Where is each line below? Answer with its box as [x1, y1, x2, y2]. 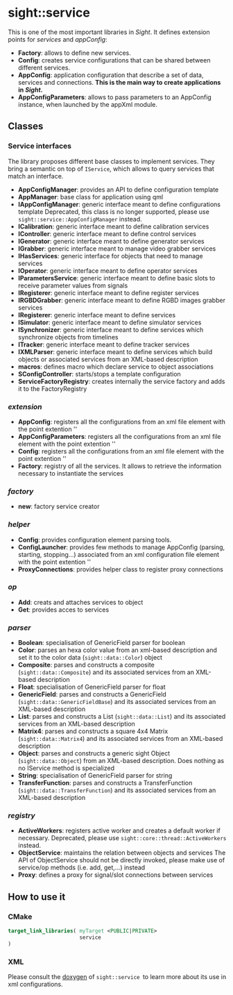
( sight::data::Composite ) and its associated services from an [17, 668, 195, 676]
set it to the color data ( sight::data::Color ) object [17, 653, 162, 662]
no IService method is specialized [17, 764, 115, 772]
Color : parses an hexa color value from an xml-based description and [17, 646, 217, 654]
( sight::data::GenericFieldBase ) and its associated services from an [17, 698, 216, 706]
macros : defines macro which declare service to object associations [17, 362, 214, 371]
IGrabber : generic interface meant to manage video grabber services [17, 244, 216, 253]
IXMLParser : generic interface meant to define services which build [17, 347, 213, 356]
